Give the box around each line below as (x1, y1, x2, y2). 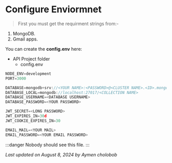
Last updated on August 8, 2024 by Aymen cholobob (5, 151, 118, 157)
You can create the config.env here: (5, 46, 82, 52)
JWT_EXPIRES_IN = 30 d (5, 114, 47, 119)
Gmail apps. (12, 36, 38, 42)
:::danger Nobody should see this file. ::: (5, 141, 90, 148)
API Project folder (12, 55, 50, 62)
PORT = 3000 (5, 76, 27, 81)
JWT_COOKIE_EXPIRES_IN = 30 (5, 118, 60, 124)
